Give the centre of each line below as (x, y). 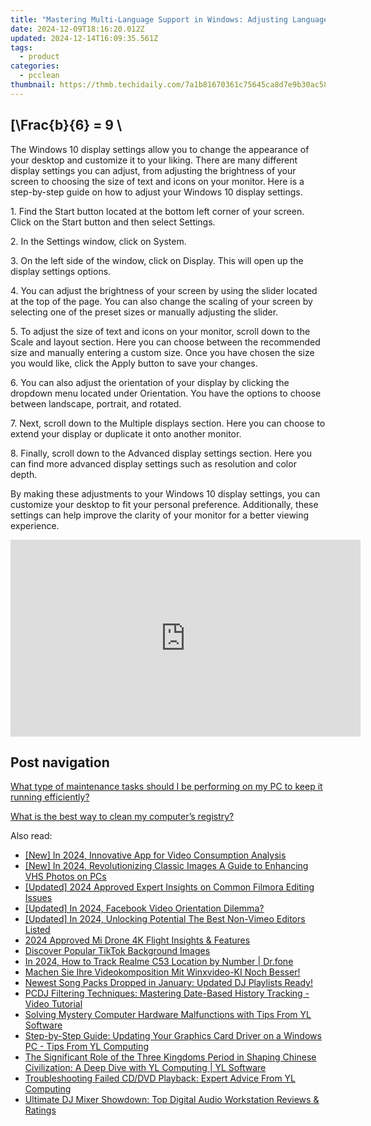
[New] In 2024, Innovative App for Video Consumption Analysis (155, 855)
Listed (37, 930)
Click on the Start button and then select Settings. (113, 222)
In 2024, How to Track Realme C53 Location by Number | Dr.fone (159, 962)
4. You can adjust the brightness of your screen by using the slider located (164, 290)
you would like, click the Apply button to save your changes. (134, 363)
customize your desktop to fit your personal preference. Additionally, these (164, 504)
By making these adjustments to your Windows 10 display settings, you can (165, 493)
